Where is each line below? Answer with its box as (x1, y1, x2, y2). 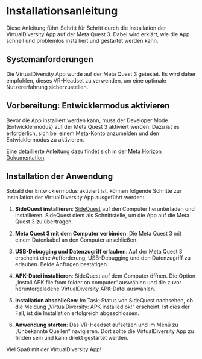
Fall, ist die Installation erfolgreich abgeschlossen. (14, 310, 140, 317)
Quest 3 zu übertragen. (14, 218, 74, 225)
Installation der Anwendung (6, 171, 113, 181)
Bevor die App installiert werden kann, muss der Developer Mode (6, 116, 168, 124)
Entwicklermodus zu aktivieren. (6, 136, 84, 143)
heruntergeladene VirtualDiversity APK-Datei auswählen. (14, 285, 156, 293)
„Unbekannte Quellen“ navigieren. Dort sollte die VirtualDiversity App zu (14, 328, 194, 335)
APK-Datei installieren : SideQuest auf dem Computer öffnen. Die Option (14, 272, 196, 279)
